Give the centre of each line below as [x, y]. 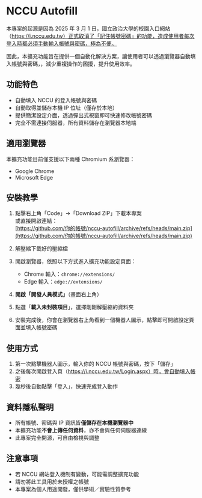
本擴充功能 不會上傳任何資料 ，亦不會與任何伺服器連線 [81, 430]
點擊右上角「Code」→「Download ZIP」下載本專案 [78, 213]
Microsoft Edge [34, 177]
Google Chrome [35, 171]
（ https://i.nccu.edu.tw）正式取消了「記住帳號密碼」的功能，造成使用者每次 [100, 36]
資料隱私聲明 [30, 407]
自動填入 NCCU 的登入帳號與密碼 [56, 100]
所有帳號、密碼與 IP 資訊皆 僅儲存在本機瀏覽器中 [74, 423]
